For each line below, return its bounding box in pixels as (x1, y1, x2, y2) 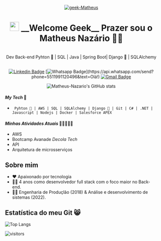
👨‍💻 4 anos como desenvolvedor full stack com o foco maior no (12, 179, 138, 185)
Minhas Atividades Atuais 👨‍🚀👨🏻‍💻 (5, 120, 73, 126)
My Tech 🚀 (5, 94, 27, 100)
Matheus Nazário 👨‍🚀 (39, 33, 123, 44)
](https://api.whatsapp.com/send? (86, 69, 154, 74)
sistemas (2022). (12, 194, 46, 200)
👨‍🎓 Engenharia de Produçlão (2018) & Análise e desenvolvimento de (12, 189, 148, 195)
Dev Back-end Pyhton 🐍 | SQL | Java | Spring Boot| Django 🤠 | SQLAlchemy (6, 54, 157, 60)
